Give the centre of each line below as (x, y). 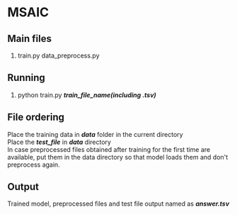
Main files (29, 39)
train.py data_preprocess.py (59, 55)
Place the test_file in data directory (59, 142)
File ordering (36, 117)
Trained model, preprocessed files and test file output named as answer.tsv (118, 204)
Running (27, 78)
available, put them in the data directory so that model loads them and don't (118, 157)
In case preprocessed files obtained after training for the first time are (109, 149)
